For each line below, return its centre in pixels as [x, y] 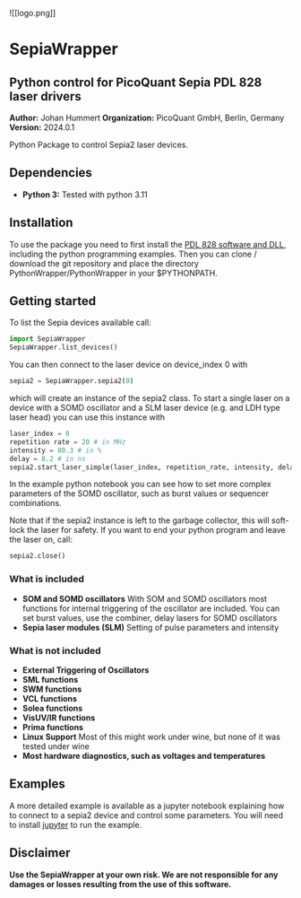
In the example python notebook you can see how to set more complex [140, 484]
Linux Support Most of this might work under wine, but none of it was [151, 737]
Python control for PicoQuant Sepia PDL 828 [136, 82]
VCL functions [50, 698]
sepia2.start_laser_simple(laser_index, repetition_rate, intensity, [142, 467]
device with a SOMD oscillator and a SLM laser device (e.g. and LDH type [145, 408]
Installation [41, 223]
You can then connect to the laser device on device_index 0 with [129, 365]
